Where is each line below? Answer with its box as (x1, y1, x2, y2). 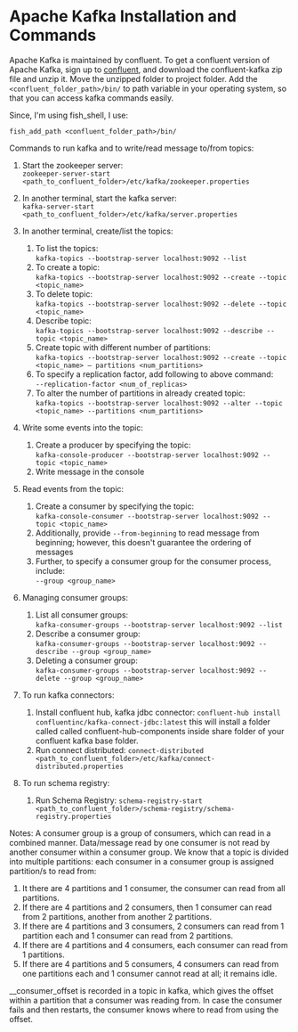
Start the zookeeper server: (21, 160, 124, 170)
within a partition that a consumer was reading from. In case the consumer (9, 995, 283, 1005)
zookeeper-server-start (21, 169, 111, 178)
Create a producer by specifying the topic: (35, 439, 191, 450)
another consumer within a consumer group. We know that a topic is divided (9, 847, 289, 857)
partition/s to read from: (9, 865, 97, 876)
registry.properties (35, 812, 112, 821)
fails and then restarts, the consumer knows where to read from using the (9, 1004, 279, 1015)
